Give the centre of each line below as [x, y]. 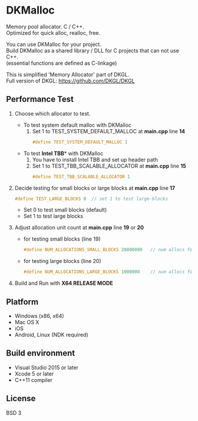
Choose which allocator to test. [52, 113]
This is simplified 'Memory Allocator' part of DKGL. [68, 74]
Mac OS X [27, 322]
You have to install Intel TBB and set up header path [95, 159]
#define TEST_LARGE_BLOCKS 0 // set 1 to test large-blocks [91, 199]
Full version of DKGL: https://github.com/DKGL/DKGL [70, 81]
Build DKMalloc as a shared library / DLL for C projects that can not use [93, 50]
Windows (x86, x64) [39, 315]
